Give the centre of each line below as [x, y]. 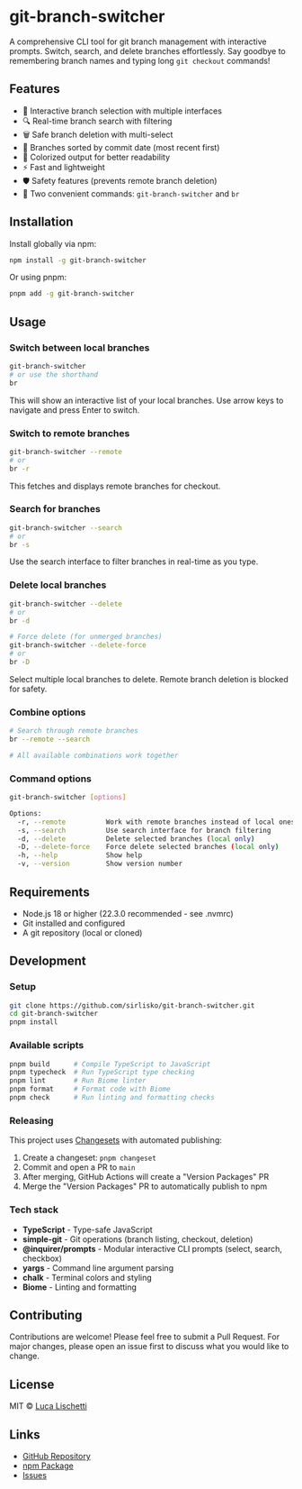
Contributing [46, 1315]
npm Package [48, 1466]
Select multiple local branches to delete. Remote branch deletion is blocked [149, 679]
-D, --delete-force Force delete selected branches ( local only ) [148, 847]
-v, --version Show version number [100, 864]
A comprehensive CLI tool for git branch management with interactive [138, 41]
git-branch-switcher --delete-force [78, 645]
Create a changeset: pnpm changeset [89, 1158]
